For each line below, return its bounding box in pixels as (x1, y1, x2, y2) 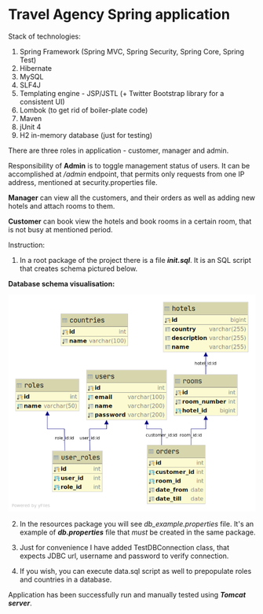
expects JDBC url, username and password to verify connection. (19, 551, 229, 560)
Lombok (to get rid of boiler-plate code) (19, 105, 148, 115)
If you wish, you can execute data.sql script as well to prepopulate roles (19, 566, 252, 575)
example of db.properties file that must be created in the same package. (19, 527, 256, 537)
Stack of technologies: (8, 31, 81, 41)
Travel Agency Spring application (8, 6, 230, 24)
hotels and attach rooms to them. (8, 201, 115, 210)
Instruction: (8, 240, 46, 250)
